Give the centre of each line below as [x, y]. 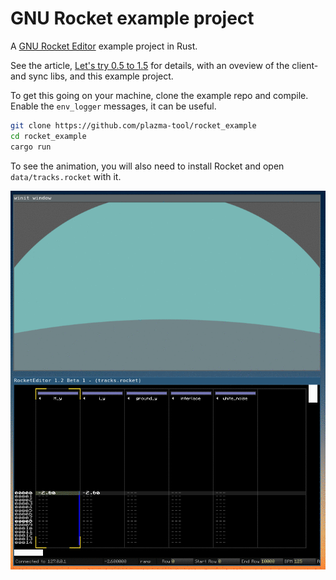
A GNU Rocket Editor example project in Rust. [104, 46]
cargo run [31, 147]
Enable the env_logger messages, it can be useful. [113, 106]
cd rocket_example [48, 136]
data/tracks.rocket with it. [66, 176]
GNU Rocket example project [132, 18]
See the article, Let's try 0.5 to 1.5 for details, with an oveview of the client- [164, 65]
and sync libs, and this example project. [92, 76]
